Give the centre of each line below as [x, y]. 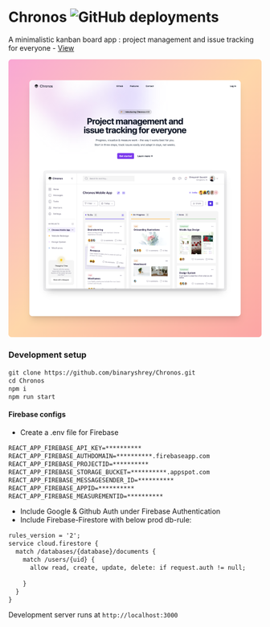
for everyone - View [41, 47]
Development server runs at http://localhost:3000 [93, 615]
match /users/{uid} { [59, 559]
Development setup [47, 355]
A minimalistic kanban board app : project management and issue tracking [131, 39]
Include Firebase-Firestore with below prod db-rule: [106, 520]
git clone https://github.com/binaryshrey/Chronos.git [102, 373]
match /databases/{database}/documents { [86, 551]
